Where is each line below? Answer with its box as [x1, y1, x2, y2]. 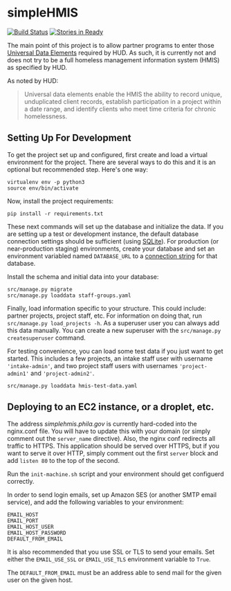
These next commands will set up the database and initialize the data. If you [7, 222, 223, 230]
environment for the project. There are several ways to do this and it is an [7, 158, 216, 166]
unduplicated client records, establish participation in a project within [24, 97, 221, 105]
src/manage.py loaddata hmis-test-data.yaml [7, 382, 138, 389]
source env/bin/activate [7, 185, 79, 192]
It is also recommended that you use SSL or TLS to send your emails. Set [7, 547, 215, 556]
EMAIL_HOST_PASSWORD [7, 529, 67, 536]
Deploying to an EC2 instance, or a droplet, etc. [7, 401, 214, 413]
